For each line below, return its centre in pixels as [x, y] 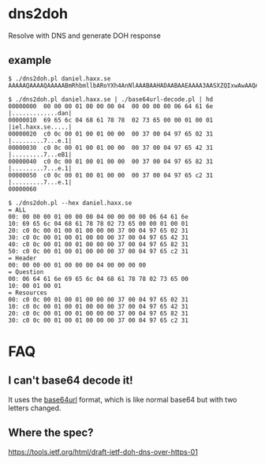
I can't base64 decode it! [71, 381]
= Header [22, 258]
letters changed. [35, 408]
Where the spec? [51, 433]
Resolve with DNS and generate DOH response [85, 36]
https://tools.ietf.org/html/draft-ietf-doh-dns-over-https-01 [103, 451]
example [30, 60]
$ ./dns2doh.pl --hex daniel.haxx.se [70, 203]
